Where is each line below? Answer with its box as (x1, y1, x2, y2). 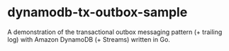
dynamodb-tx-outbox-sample (7, 4, 188, 21)
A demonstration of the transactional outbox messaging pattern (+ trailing (7, 28, 223, 36)
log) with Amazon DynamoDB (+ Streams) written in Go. (7, 35, 170, 43)
